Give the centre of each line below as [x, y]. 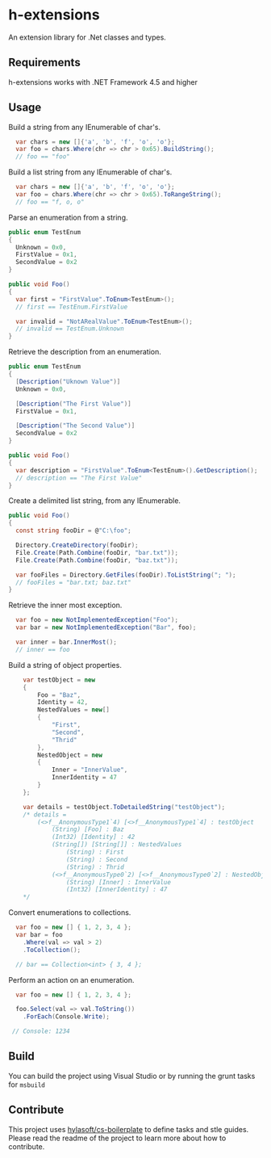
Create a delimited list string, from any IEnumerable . [95, 501]
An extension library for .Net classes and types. [88, 37]
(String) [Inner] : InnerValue [119, 882]
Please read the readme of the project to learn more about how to [117, 1138]
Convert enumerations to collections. [70, 913]
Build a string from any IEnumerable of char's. [85, 127]
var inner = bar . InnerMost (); [66, 642]
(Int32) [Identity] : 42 [93, 837]
